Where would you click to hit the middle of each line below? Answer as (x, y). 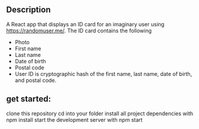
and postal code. (36, 80)
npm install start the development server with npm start (74, 119)
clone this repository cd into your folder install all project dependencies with (99, 113)
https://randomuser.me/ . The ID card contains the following (79, 30)
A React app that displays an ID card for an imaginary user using (85, 24)
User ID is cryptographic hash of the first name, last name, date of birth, (103, 73)
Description (28, 10)
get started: (29, 99)
